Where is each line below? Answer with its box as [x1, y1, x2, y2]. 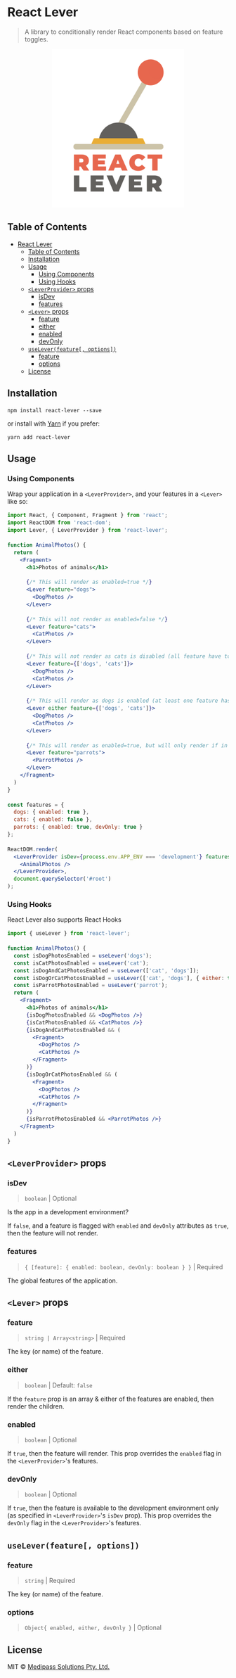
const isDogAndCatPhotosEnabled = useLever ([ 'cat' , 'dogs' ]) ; [13, 967, 199, 974]
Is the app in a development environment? [7, 1208, 129, 1216]
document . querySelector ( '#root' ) [13, 875, 112, 883]
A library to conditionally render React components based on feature [24, 27, 223, 36]
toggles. [24, 34, 48, 43]
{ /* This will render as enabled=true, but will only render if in [25, 742, 228, 749]
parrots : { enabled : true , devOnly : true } [13, 824, 143, 831]
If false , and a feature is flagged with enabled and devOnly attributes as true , [7, 1221, 229, 1230]
